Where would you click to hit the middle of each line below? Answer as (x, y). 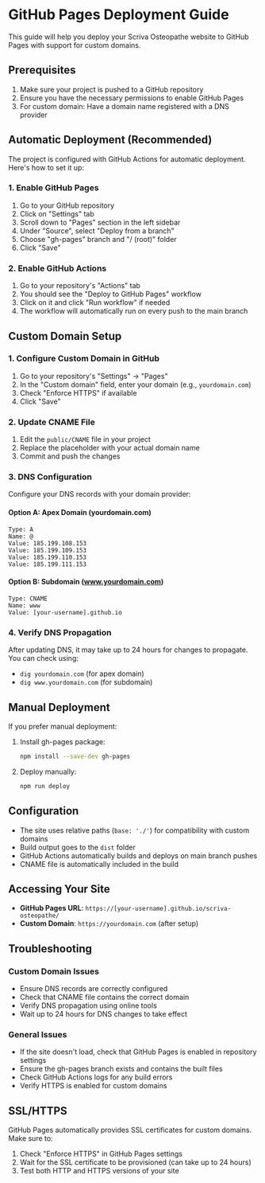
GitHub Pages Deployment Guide (119, 15)
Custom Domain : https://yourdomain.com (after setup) (109, 923)
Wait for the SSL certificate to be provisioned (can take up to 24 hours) (135, 1162)
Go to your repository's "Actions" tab (80, 286)
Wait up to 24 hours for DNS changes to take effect (104, 1014)
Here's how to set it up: (46, 167)
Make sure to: (31, 1138)
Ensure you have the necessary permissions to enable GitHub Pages (132, 98)
